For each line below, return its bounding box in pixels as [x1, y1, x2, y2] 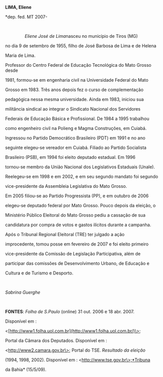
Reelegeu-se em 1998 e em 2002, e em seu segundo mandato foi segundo [5, 174, 158, 179]
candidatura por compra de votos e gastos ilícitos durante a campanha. [5, 222, 152, 228]
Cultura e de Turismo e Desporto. [5, 270, 74, 276]
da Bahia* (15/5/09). [5, 367, 47, 373]
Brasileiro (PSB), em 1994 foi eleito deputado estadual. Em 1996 [5, 154, 136, 160]
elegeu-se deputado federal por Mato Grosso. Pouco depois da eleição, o [5, 203, 156, 208]
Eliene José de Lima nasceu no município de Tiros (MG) [24, 33, 138, 39]
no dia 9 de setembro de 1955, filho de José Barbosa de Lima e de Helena [5, 43, 157, 49]
